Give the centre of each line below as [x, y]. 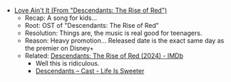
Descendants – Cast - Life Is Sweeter [90, 71]
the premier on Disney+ [59, 48]
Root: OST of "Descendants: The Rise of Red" [92, 25]
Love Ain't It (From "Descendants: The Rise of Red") [91, 10]
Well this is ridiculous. [67, 63]
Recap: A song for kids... [61, 18]
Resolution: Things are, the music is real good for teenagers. [113, 33]
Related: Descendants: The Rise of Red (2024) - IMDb [104, 56]
